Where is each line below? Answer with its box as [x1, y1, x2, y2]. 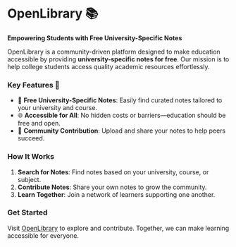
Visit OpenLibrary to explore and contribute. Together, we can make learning [7, 224, 230, 232]
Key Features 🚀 [7, 80, 60, 90]
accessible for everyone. [7, 231, 80, 240]
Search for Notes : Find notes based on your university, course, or [17, 167, 209, 176]
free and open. [17, 119, 61, 128]
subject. [17, 175, 42, 183]
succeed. [17, 134, 45, 143]
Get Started [7, 207, 48, 217]
